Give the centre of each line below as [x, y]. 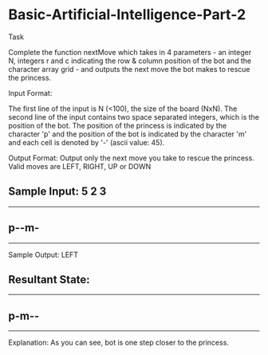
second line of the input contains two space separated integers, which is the [134, 116]
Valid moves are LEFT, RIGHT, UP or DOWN [80, 166]
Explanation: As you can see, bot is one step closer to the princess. [119, 343]
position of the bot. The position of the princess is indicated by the [118, 125]
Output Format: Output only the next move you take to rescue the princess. [132, 158]
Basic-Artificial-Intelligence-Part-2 [127, 15]
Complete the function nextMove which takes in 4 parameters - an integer [130, 52]
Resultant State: [49, 280]
